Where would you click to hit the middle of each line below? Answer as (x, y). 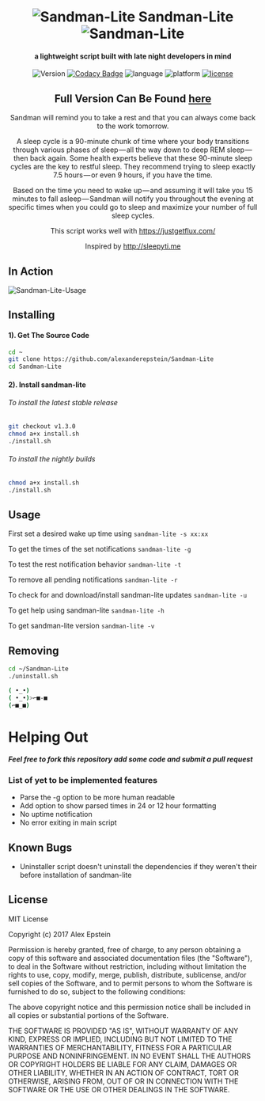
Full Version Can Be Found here (133, 99)
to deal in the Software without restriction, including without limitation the (127, 966)
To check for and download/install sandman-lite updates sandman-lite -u (128, 595)
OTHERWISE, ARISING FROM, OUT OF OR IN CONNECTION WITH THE (123, 1081)
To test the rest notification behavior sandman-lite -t (95, 564)
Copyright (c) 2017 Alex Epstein (59, 934)
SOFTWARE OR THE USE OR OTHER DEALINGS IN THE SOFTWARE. (119, 1089)
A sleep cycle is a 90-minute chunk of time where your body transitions (133, 142)
